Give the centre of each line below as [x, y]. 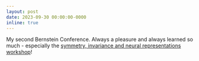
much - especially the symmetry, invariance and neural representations [94, 46]
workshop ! [19, 52]
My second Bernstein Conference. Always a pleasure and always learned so [100, 40]
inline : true [22, 23]
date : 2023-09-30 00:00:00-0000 [46, 17]
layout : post [22, 12]
